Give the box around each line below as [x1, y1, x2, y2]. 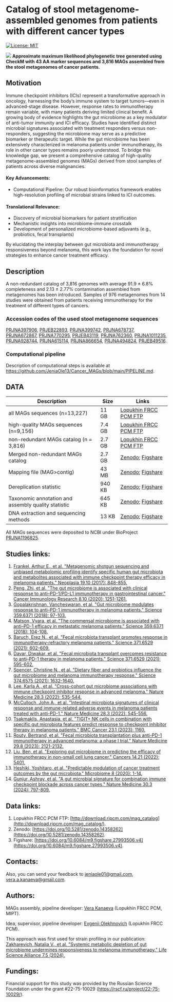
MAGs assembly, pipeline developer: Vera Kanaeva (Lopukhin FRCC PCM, [6, 905, 162, 911]
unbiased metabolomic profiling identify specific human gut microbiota [13, 568, 163, 575]
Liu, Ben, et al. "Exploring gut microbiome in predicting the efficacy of [13, 749, 161, 755]
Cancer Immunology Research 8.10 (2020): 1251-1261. [13, 596, 127, 602]
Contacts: [6, 857, 39, 866]
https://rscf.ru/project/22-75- [98, 986, 160, 992]
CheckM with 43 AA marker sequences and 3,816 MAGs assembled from [6, 58, 165, 65]
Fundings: [6, 967, 39, 976]
